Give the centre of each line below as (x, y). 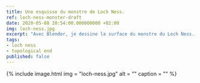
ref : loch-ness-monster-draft (44, 17)
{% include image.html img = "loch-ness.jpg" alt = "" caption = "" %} (92, 73)
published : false (28, 57)
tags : (13, 40)
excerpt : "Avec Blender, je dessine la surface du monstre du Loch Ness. (101, 34)
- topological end (29, 51)
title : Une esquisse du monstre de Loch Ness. (65, 12)
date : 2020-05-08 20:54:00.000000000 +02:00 (63, 23)
